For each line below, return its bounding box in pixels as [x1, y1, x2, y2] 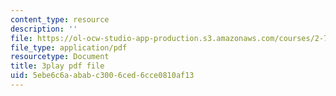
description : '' [10, 24, 78, 34]
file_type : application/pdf [10, 42, 128, 53]
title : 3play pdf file [10, 61, 105, 71]
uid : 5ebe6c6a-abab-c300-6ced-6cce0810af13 [10, 71, 195, 81]
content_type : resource [10, 14, 110, 25]
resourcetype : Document [10, 52, 110, 62]
